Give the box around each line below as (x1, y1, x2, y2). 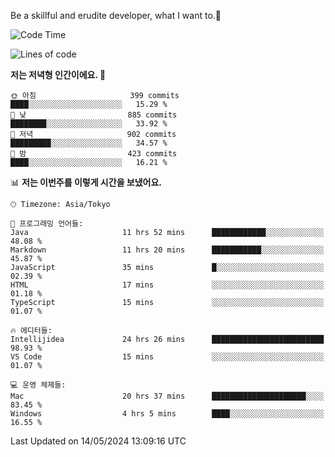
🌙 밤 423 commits (10, 149, 178, 159)
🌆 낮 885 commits (10, 110, 178, 120)
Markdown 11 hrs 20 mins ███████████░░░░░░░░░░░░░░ (10, 245, 325, 255)
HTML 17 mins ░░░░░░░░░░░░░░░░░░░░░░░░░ (10, 280, 325, 290)
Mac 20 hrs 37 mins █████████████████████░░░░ (10, 391, 325, 401)
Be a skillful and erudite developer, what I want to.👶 (10, 10, 222, 21)
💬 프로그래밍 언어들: (10, 219, 84, 229)
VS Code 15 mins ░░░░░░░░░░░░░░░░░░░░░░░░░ (10, 352, 325, 362)
